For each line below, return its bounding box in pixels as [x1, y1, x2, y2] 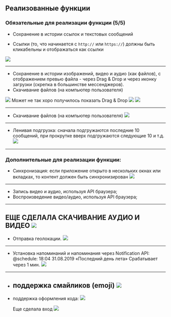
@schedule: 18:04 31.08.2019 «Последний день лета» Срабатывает [12, 255, 158, 261]
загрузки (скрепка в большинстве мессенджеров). [12, 81, 124, 87]
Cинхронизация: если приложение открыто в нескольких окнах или [12, 168, 161, 174]
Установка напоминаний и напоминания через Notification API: [12, 250, 150, 256]
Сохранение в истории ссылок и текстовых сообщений [12, 31, 133, 37]
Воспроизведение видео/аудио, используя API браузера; [12, 194, 137, 200]
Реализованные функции [5, 4, 91, 13]
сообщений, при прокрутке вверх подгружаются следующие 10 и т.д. [12, 133, 164, 139]
